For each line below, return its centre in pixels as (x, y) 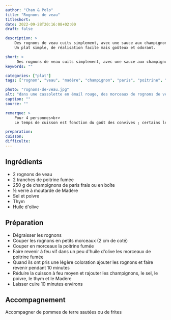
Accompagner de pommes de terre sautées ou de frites (64, 312)
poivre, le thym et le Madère (42, 278)
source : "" (17, 104)
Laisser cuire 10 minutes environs (48, 284)
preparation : (19, 132)
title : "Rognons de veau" (33, 15)
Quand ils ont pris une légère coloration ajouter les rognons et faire (83, 262)
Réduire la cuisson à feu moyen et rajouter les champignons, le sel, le (85, 273)
